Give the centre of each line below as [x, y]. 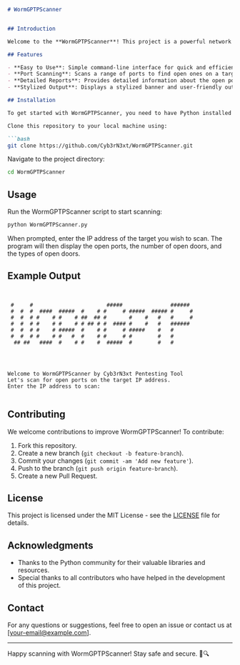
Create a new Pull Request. [57, 476]
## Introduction [31, 29]
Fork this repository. [47, 445]
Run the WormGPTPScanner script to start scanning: [85, 212]
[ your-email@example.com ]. [49, 632]
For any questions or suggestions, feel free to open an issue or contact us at [120, 625]
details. [18, 523]
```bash [19, 139]
